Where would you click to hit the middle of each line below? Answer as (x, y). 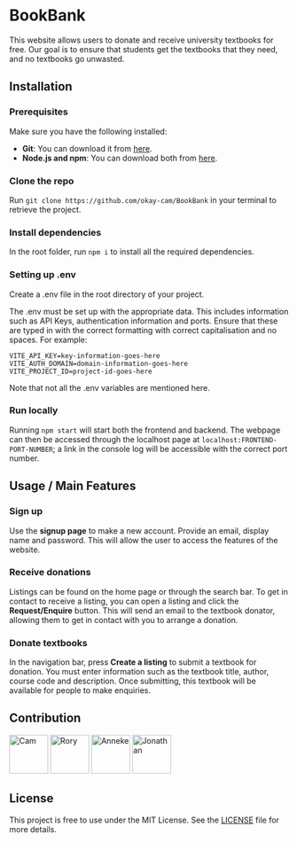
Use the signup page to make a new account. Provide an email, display (139, 530)
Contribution (45, 718)
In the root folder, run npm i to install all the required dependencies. (132, 252)
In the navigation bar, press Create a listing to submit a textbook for (133, 662)
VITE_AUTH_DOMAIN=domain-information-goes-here (99, 363)
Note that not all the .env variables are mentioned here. (109, 387)
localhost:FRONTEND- (239, 440)
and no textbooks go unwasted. (67, 58)
